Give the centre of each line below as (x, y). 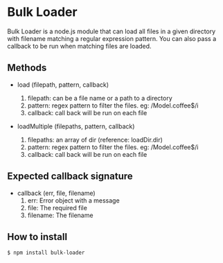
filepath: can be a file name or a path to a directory (100, 98)
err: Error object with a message (73, 200)
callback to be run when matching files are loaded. (79, 46)
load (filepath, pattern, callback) (63, 85)
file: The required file (57, 207)
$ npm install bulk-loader (46, 253)
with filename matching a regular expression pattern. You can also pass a (112, 38)
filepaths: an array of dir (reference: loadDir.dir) (95, 139)
